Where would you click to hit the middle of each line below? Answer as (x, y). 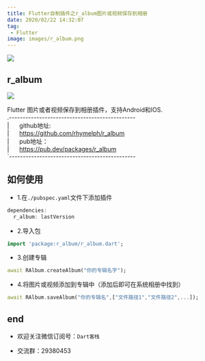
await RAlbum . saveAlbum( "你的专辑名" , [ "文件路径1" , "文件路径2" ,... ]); (103, 298)
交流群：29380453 (44, 351)
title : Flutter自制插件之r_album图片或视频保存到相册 (78, 13)
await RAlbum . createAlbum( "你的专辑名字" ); (67, 271)
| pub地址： (28, 141)
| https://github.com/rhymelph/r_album (66, 133)
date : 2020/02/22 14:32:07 (45, 20)
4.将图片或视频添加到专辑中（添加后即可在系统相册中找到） (100, 284)
